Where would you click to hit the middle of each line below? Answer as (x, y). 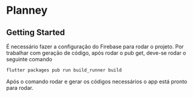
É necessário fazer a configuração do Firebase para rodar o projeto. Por (95, 46)
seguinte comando (29, 59)
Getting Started (36, 32)
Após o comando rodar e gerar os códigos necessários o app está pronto (97, 82)
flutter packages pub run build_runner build (64, 70)
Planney (27, 10)
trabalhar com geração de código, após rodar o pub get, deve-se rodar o (96, 53)
